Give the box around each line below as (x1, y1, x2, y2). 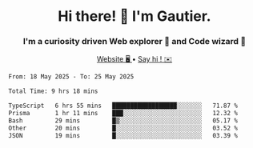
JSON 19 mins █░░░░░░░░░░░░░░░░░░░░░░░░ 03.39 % (8, 131, 239, 139)
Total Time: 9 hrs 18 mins (8, 87, 98, 95)
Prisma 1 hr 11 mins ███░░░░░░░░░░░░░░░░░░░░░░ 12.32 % (8, 110, 239, 118)
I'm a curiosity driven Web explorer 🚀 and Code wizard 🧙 (22, 36, 247, 47)
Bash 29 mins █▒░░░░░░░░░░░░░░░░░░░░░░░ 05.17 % (8, 116, 239, 125)
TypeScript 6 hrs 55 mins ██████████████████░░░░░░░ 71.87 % (8, 102, 239, 110)
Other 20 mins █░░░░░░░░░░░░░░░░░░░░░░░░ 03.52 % (8, 124, 239, 132)
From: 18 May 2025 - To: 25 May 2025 (8, 73, 135, 81)
